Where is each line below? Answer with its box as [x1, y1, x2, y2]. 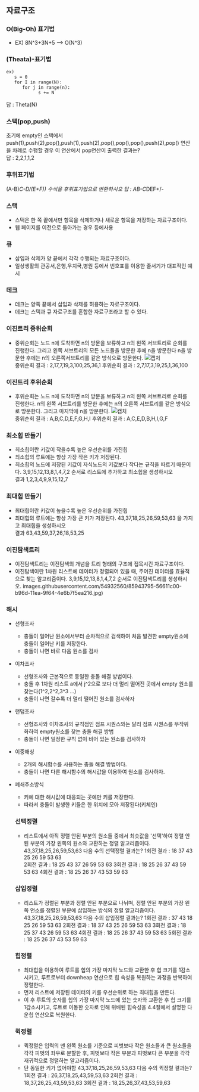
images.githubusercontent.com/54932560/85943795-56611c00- [23, 582, 182, 590]
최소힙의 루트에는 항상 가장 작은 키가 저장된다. [14, 454, 122, 461]
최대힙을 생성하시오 [21, 522, 67, 529]
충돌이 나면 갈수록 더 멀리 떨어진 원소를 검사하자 [23, 695, 135, 702]
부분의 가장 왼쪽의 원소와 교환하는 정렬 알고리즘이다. [30, 839, 151, 846]
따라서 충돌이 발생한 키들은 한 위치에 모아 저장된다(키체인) [23, 801, 158, 808]
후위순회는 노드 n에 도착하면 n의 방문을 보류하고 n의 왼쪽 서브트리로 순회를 [14, 393, 188, 400]
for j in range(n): [21, 84, 70, 91]
